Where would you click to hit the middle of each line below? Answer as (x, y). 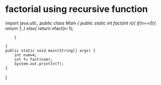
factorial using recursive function (77, 9)
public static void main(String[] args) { (50, 50)
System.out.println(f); (39, 63)
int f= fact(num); (33, 59)
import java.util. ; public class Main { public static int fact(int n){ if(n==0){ (80, 23)
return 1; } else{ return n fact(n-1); (39, 28)
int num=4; (26, 55)
